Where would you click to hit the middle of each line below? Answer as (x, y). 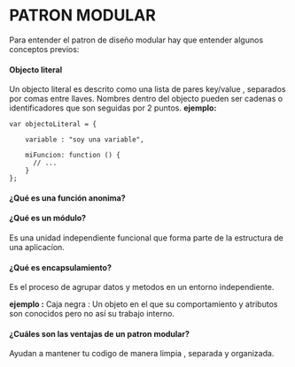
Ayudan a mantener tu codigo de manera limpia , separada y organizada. (142, 354)
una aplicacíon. (37, 247)
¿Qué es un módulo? (48, 218)
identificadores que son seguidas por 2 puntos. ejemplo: (113, 108)
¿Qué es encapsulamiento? (61, 267)
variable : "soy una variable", (85, 140)
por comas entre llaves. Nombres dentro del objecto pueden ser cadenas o (146, 99)
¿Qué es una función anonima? (67, 198)
